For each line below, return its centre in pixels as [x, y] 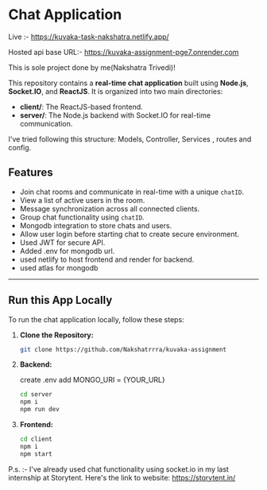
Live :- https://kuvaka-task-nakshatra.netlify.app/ [89, 37]
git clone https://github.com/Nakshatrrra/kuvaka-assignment [123, 349]
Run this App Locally [60, 300]
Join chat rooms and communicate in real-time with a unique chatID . [132, 192]
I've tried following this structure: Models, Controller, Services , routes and [130, 139]
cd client [36, 439]
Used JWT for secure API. [62, 242]
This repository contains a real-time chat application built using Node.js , [128, 83]
